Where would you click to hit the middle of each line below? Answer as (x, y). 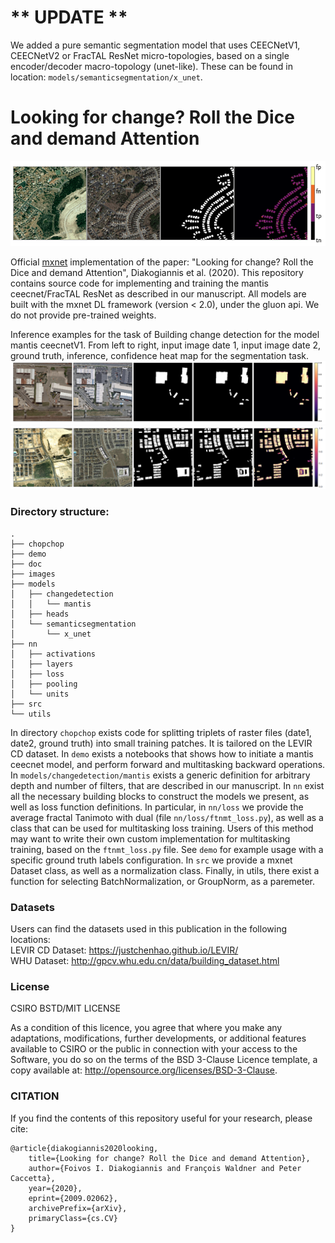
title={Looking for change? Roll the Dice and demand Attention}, (169, 1158)
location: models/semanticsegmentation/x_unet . (106, 77)
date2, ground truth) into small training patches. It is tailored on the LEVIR (161, 743)
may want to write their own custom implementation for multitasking (150, 838)
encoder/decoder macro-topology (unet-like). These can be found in (151, 66)
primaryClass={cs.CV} (73, 1218)
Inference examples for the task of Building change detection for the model (165, 334)
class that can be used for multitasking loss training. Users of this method (162, 828)
